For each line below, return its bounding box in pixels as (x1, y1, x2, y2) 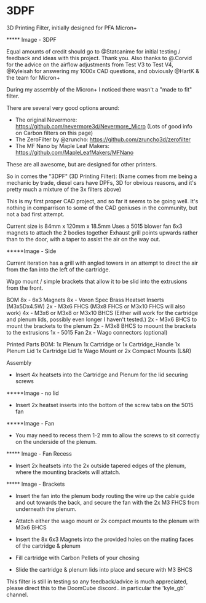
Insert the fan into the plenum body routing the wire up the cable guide (15, 492, 195, 499)
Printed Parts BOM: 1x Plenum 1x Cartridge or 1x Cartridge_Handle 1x (6, 340, 180, 348)
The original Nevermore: (15, 116, 77, 123)
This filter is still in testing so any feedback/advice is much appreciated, (6, 578, 188, 585)
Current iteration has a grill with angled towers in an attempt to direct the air (6, 259, 199, 266)
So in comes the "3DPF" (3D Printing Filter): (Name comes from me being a (6, 173, 197, 180)
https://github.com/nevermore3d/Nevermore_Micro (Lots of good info (15, 122, 192, 130)
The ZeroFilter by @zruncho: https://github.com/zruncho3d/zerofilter (15, 136, 191, 143)
